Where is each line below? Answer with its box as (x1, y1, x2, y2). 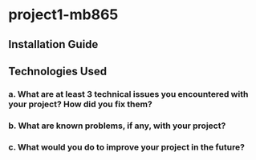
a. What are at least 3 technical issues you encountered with (8, 88, 249, 99)
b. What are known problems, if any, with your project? (8, 120, 226, 131)
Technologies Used (8, 64, 107, 78)
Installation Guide (8, 38, 99, 51)
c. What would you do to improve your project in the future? (8, 142, 245, 153)
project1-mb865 (8, 6, 119, 24)
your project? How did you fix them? (8, 98, 152, 110)
